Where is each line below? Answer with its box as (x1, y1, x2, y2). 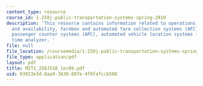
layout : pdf (6, 59, 36, 65)
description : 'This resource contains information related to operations (6, 20, 196, 26)
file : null (6, 43, 34, 49)
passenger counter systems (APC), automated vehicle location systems (11, 31, 193, 38)
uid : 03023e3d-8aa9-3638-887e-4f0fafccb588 (6, 71, 118, 77)
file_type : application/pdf (6, 54, 77, 60)
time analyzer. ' (11, 37, 56, 43)
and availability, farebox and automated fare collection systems (11, 25, 182, 32)
